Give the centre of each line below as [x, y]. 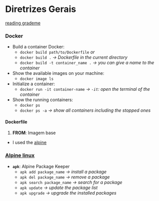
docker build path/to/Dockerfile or [57, 52]
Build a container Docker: [38, 47]
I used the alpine [29, 143]
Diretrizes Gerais [41, 9]
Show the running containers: [43, 100]
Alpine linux [20, 156]
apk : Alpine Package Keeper [41, 166]
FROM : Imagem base [34, 133]
